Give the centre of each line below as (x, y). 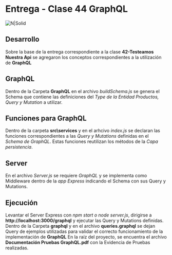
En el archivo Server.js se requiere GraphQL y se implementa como (76, 176)
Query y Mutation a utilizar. (34, 102)
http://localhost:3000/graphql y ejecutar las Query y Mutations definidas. (84, 221)
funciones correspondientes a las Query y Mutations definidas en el (77, 136)
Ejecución (22, 203)
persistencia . (19, 147)
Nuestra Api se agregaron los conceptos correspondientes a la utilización (83, 57)
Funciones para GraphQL (46, 118)
